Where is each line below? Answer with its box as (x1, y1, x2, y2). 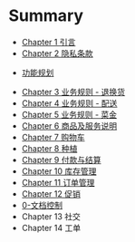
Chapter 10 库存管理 (21, 165, 97, 177)
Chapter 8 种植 (21, 142, 78, 154)
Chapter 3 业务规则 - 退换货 (21, 86, 126, 97)
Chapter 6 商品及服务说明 (21, 120, 118, 131)
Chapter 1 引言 (21, 36, 76, 47)
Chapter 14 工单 (21, 222, 82, 233)
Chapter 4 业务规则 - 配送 (21, 97, 118, 109)
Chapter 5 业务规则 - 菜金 (21, 109, 118, 120)
